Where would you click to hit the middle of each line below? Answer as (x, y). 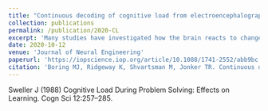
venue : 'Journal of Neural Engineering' (77, 52)
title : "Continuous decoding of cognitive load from (98, 15)
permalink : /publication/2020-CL (64, 30)
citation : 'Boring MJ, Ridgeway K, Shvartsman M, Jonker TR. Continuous (132, 67)
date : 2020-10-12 (37, 45)
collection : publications (51, 23)
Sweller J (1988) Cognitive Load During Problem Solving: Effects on (119, 90)
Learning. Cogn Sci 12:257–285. (61, 98)
